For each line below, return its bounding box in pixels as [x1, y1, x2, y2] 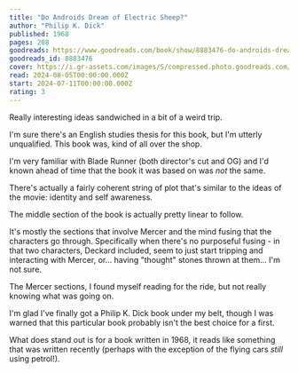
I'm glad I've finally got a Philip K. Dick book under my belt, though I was [9, 307, 274, 318]
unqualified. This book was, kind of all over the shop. [9, 139, 202, 149]
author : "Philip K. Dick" [9, 21, 105, 30]
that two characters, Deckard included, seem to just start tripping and [9, 245, 263, 256]
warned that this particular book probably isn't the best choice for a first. [9, 317, 275, 328]
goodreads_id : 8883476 [9, 54, 93, 63]
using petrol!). [9, 353, 60, 364]
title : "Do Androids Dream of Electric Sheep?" [9, 12, 189, 22]
